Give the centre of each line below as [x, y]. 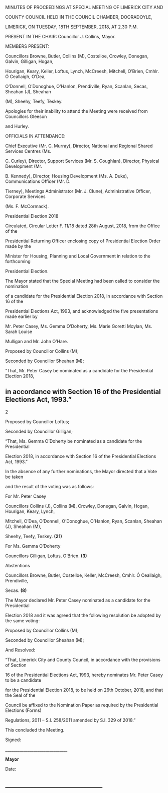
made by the [18, 246]
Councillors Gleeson [26, 116]
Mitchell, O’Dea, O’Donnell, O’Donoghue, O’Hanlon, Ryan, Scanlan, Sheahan [83, 521]
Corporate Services [26, 196]
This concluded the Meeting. [35, 730]
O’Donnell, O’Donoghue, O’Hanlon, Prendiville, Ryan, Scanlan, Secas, [76, 86]
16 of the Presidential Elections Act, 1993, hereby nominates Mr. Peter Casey [84, 675]
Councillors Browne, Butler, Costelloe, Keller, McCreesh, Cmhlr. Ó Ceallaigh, [83, 575]
